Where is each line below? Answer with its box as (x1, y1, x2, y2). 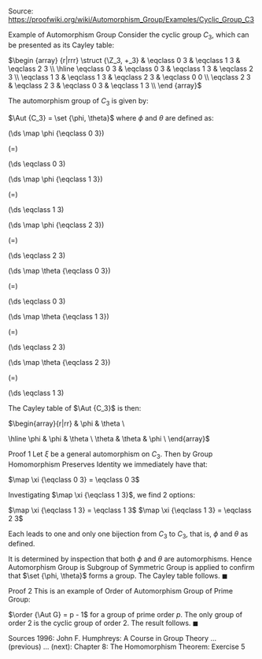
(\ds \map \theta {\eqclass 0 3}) (8, 266, 112, 275)
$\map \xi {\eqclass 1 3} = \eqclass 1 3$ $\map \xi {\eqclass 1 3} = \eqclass (8, 505, 252, 515)
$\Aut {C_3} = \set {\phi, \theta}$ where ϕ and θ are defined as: (8, 113, 214, 122)
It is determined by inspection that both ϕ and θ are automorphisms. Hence (8, 554, 253, 564)
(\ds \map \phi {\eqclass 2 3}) (8, 220, 105, 229)
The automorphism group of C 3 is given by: (8, 95, 149, 107)
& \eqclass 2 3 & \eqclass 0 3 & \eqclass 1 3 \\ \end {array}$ (8, 80, 202, 90)
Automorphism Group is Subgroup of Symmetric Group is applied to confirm (8, 563, 255, 572)
